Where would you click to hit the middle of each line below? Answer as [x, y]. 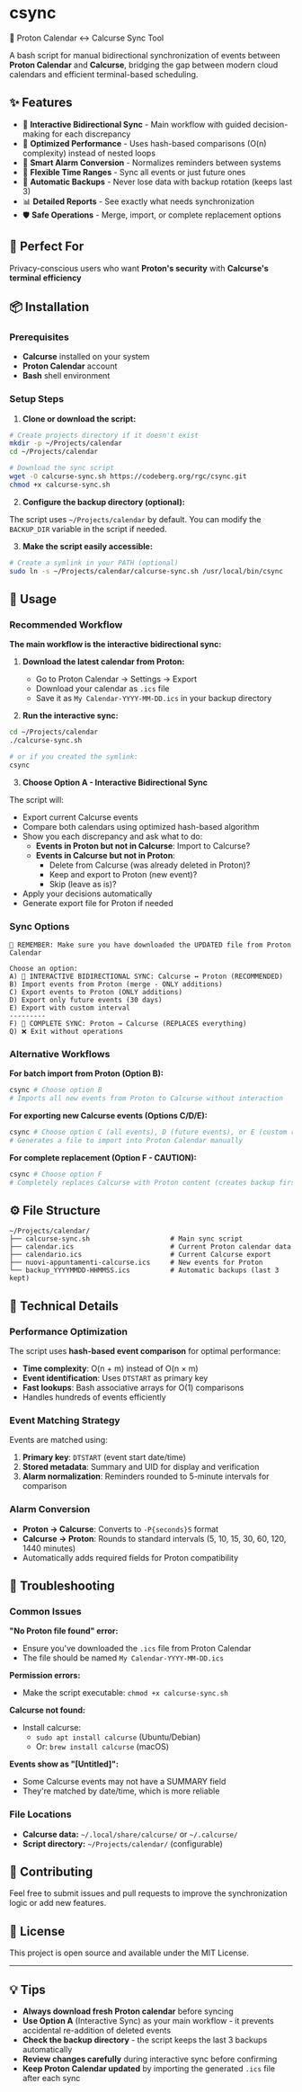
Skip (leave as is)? [83, 884]
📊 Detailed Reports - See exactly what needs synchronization [138, 201]
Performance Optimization [69, 1331]
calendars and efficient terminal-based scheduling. [104, 74]
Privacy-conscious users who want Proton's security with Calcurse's [139, 268]
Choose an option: [44, 969]
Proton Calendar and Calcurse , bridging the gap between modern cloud [144, 65]
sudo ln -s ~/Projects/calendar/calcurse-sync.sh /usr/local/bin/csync [146, 571]
